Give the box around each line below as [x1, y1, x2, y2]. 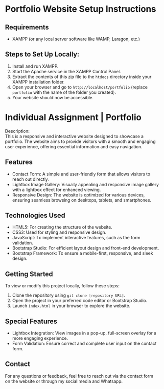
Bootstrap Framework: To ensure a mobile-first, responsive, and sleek [12, 250, 153, 256]
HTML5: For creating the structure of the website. [12, 224, 113, 230]
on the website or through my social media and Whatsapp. [5, 378, 123, 384]
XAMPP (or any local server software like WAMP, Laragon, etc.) [12, 36, 141, 42]
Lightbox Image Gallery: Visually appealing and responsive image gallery [12, 181, 159, 187]
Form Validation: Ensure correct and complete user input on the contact [12, 340, 157, 346]
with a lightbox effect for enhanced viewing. [12, 187, 101, 193]
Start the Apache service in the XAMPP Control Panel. [12, 68, 121, 74]
